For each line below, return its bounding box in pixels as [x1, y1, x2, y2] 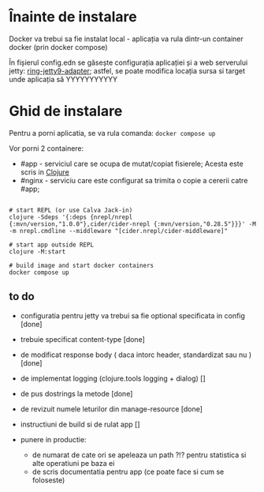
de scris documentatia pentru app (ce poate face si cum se [32, 467, 225, 476]
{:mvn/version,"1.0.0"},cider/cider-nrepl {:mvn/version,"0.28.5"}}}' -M [9, 220, 257, 228]
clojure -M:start [9, 247, 66, 256]
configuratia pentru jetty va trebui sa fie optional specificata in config [20, 310, 245, 320]
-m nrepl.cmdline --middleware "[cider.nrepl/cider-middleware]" [9, 227, 228, 235]
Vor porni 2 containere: [9, 143, 84, 153]
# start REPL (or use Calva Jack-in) [9, 206, 133, 214]
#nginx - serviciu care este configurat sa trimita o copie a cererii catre [20, 175, 248, 185]
